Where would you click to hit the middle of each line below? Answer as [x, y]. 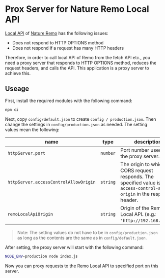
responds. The [137, 176]
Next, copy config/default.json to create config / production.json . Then [81, 119]
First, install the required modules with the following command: [69, 101]
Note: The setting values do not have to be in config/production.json [87, 232]
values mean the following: [32, 130]
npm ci [12, 109]
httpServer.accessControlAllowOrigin [52, 182]
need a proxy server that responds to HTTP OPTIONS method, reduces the [81, 63]
